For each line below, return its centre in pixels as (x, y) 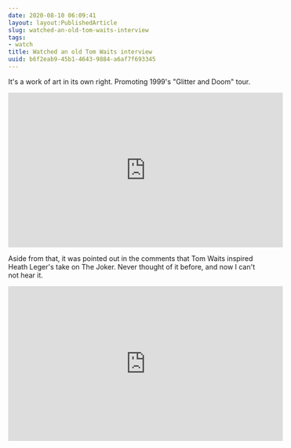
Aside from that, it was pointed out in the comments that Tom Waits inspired (131, 258)
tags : (17, 37)
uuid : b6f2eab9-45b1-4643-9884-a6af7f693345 (82, 60)
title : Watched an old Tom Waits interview (80, 52)
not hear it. (25, 275)
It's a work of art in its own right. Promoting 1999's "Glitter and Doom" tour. (129, 81)
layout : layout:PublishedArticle (63, 23)
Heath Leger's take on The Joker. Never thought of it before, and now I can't (132, 266)
